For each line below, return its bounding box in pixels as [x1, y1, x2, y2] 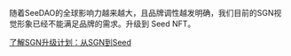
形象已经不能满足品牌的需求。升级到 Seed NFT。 [16, 18, 196, 29]
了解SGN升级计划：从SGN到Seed [9, 38, 131, 47]
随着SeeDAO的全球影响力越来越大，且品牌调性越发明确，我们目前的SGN [9, 8, 274, 17]
